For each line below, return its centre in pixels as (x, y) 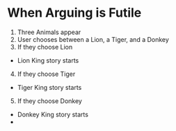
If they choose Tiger (46, 74)
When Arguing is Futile (74, 13)
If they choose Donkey (49, 101)
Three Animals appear (49, 32)
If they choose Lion (45, 47)
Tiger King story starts (49, 87)
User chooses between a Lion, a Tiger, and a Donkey (93, 39)
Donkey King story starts (53, 114)
